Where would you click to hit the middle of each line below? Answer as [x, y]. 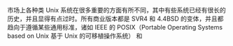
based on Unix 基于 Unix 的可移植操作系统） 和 [75, 36]
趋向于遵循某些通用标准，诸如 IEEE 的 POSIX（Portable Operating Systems [115, 27]
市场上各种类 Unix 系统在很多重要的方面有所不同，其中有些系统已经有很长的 [116, 10]
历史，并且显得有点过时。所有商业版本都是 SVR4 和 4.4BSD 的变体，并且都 [115, 19]
